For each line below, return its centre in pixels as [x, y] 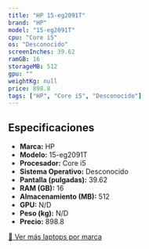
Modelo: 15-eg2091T [53, 155]
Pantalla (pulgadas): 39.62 [64, 180]
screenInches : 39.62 [42, 52]
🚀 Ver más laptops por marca [55, 237]
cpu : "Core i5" [33, 37]
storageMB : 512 [33, 67]
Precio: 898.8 [42, 222]
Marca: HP [37, 147]
